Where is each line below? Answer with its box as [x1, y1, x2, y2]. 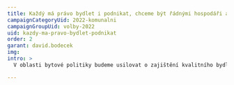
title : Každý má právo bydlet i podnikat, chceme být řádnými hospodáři [7, 10, 223, 17]
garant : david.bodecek [7, 42, 73, 49]
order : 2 [7, 36, 33, 43]
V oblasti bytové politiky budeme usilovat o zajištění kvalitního [13, 62, 214, 68]
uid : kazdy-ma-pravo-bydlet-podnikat [7, 29, 117, 37]
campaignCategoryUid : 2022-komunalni [7, 17, 117, 23]
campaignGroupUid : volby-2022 [7, 23, 95, 30]
